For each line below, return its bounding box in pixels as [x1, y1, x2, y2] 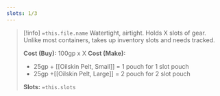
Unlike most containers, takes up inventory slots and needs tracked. [23, 35, 215, 44]
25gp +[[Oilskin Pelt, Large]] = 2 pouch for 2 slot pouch [33, 69, 191, 78]
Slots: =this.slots [23, 82, 76, 91]
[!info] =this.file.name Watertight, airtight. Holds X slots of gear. [23, 29, 206, 37]
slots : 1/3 [6, 10, 38, 17]
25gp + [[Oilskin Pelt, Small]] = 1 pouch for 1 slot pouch [33, 62, 189, 70]
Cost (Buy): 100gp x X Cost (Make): [23, 49, 126, 57]
